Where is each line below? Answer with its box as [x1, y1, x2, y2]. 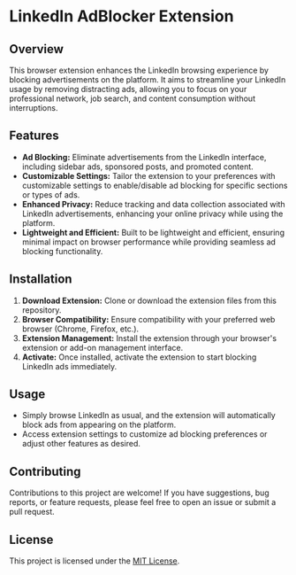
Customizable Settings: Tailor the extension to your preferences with [21, 170, 276, 181]
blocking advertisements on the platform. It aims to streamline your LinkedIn [9, 74, 286, 85]
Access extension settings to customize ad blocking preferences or [21, 429, 268, 439]
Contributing [9, 463, 81, 479]
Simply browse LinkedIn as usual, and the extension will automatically [21, 410, 276, 421]
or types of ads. [21, 189, 80, 200]
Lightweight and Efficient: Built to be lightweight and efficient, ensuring [21, 227, 285, 237]
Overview [9, 42, 65, 57]
